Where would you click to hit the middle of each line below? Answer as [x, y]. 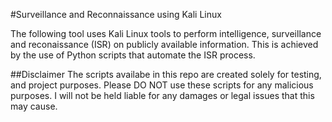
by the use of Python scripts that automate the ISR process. [133, 55]
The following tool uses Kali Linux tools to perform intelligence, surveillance [166, 33]
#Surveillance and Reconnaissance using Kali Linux [116, 14]
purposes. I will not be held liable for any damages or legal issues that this [162, 95]
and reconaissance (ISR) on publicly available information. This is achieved [164, 44]
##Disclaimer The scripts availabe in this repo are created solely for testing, [166, 74]
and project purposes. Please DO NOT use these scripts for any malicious [162, 85]
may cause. [34, 106]
